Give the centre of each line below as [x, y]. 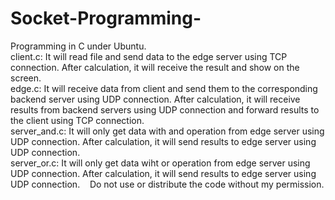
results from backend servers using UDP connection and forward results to [165, 109]
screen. [26, 78]
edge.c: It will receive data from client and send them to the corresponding [164, 88]
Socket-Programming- [106, 18]
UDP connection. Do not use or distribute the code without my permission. [167, 184]
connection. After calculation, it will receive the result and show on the [155, 67]
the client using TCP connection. [77, 120]
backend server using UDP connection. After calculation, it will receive [155, 99]
